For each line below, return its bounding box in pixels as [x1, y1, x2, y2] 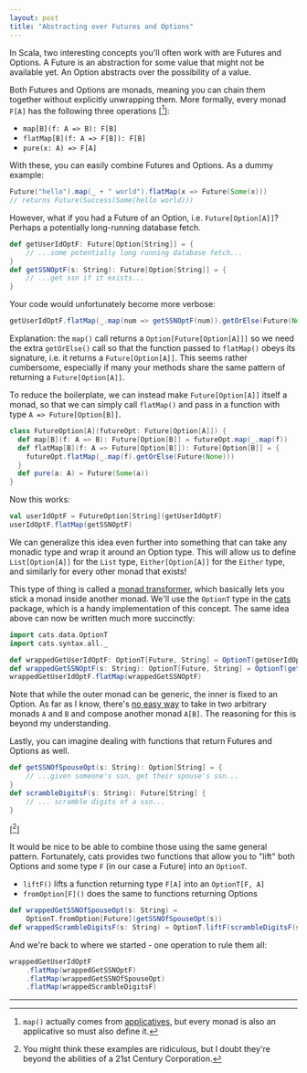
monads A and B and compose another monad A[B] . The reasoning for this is [9, 708, 297, 719]
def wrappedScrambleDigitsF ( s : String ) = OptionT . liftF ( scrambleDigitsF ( [9, 922, 297, 932]
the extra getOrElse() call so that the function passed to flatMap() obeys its [9, 343, 296, 354]
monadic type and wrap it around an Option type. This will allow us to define [9, 546, 297, 558]
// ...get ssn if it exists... [26, 273, 145, 283]
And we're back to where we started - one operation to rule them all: [9, 939, 268, 951]
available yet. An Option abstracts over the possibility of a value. [9, 66, 251, 78]
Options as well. [9, 746, 70, 757]
